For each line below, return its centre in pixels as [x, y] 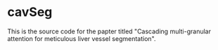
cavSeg [30, 12]
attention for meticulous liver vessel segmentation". [82, 38]
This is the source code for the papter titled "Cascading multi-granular [109, 31]
